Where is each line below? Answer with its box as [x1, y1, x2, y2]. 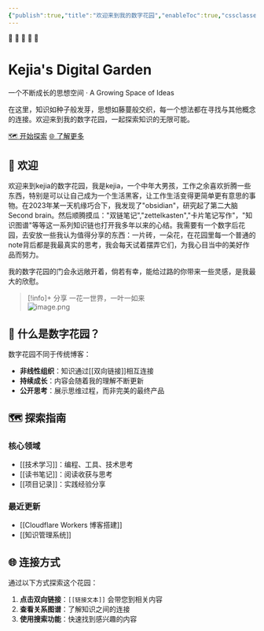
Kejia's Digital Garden [8, 61, 152, 79]
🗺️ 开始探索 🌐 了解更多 [8, 131, 85, 140]
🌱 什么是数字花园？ [8, 327, 101, 340]
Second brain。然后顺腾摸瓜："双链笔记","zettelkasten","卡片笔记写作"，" [8, 210, 246, 221]
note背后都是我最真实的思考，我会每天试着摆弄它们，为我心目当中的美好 [8, 240, 244, 250]
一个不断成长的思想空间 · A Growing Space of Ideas [8, 87, 174, 97]
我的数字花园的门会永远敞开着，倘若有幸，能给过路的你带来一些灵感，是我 [8, 267, 249, 277]
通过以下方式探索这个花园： [8, 577, 98, 587]
